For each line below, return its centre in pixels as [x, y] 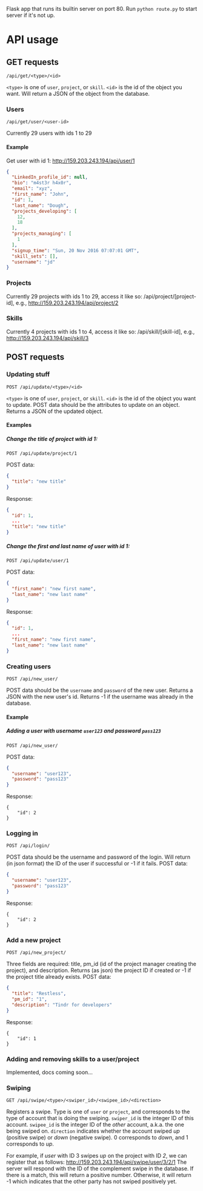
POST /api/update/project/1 [42, 454]
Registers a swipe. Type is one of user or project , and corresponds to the [98, 1112]
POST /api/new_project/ [36, 953]
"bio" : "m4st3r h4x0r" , [42, 183]
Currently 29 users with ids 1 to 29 [49, 133]
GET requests [32, 62]
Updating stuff [28, 374]
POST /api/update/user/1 [38, 561]
